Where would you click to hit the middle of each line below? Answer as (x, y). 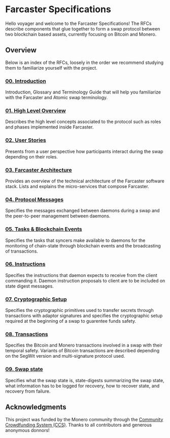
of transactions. (22, 251)
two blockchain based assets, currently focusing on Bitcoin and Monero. (81, 34)
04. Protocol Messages (35, 199)
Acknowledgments (36, 407)
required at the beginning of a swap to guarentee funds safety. (71, 321)
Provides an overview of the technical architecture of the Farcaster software (85, 181)
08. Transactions (27, 334)
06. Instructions (25, 264)
